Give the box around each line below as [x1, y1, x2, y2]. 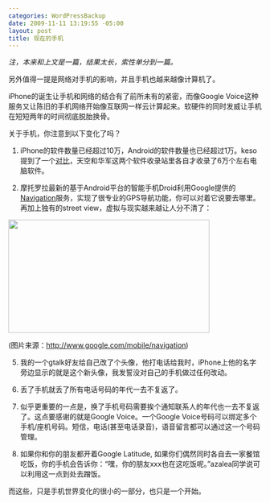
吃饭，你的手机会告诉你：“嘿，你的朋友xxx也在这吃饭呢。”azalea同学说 [19, 460, 254, 469]
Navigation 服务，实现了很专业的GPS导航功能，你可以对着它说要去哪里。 [19, 193, 260, 203]
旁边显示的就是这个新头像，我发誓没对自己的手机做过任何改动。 [19, 368, 231, 377]
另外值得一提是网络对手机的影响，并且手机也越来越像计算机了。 [8, 74, 219, 85]
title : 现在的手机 [8, 34, 64, 43]
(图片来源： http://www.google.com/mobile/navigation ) [8, 340, 189, 350]
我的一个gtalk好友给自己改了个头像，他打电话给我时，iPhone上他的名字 [19, 357, 257, 367]
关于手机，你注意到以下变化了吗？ [8, 129, 121, 138]
